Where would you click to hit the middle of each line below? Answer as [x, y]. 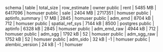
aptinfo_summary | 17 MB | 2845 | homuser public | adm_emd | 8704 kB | [80, 18]
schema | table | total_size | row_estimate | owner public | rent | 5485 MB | [81, 8]
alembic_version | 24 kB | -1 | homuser [44, 44]
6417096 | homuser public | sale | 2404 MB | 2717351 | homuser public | [78, 13]
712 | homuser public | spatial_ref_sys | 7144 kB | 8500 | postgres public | [80, 23]
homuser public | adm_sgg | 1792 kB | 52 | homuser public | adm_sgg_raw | [81, 34]
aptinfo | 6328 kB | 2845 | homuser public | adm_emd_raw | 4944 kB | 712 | [82, 29]
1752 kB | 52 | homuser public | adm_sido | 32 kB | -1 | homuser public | [78, 39]
